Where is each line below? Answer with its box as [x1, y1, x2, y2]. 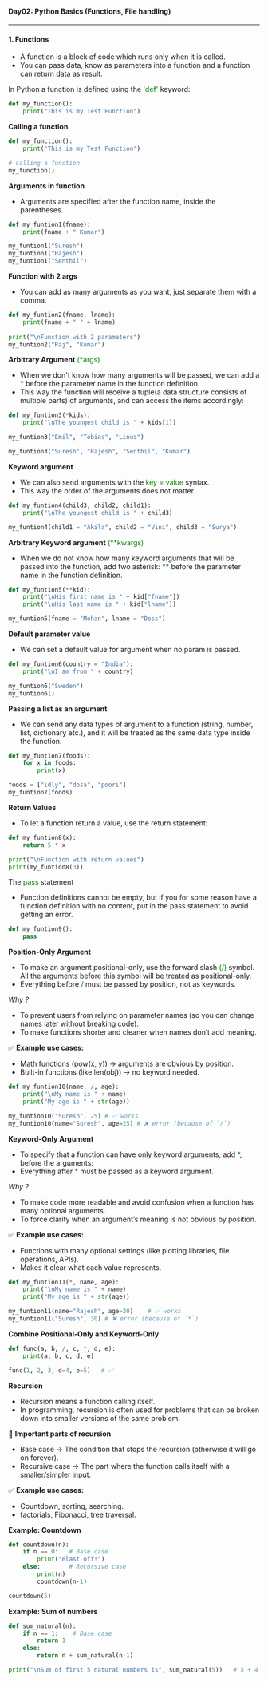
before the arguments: [19, 1158, 94, 1167]
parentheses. [19, 204, 64, 215]
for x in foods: [22, 759, 77, 767]
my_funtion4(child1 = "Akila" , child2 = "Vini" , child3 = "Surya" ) [8, 523, 238, 531]
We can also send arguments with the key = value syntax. [19, 477, 210, 487]
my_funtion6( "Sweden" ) [8, 682, 84, 690]
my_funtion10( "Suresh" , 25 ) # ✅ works [8, 1112, 139, 1120]
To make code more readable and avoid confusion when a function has [19, 1197, 254, 1207]
